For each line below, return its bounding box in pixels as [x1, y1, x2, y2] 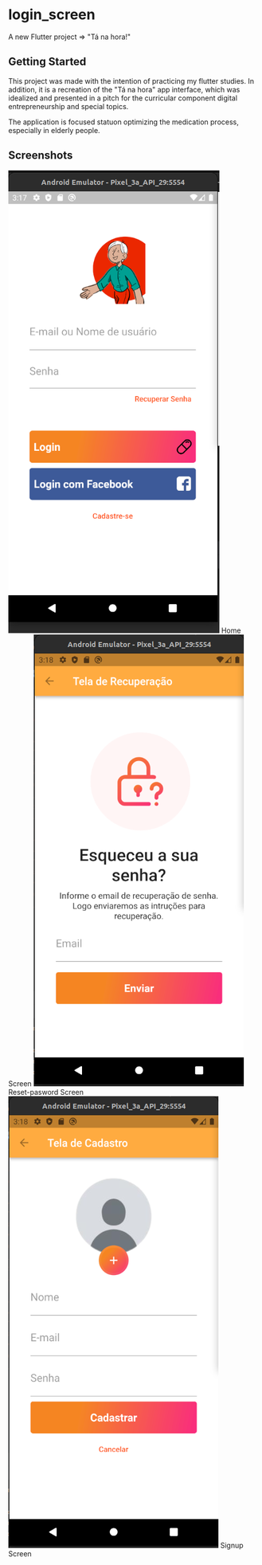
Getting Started [8, 55, 87, 69]
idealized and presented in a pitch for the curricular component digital [8, 93, 237, 103]
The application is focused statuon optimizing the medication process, [8, 117, 239, 127]
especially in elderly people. [8, 125, 101, 135]
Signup [220, 1540, 244, 1550]
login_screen [8, 6, 96, 24]
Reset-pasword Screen [8, 1087, 84, 1096]
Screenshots [8, 149, 73, 163]
